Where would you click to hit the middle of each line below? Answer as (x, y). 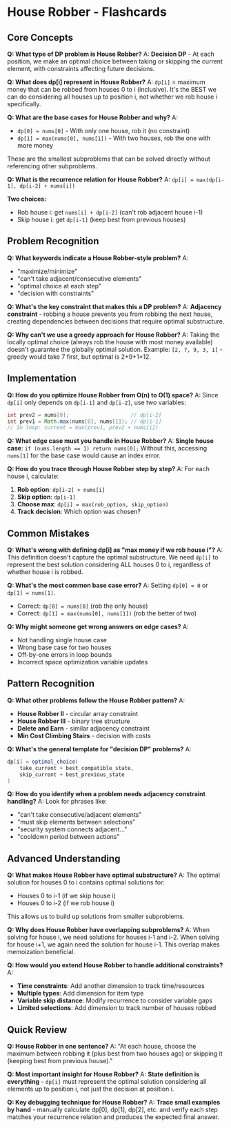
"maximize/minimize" (47, 271)
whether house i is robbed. (45, 572)
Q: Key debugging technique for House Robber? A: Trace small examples (114, 1102)
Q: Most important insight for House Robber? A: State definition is (103, 1074)
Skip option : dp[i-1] (46, 497)
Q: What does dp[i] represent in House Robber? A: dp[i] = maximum (106, 82)
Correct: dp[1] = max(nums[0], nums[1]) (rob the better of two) (107, 613)
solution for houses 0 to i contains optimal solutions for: (86, 882)
